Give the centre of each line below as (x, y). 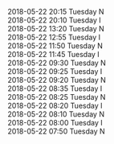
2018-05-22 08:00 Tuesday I (55, 123)
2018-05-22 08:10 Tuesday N (56, 114)
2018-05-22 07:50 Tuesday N (56, 131)
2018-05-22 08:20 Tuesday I (55, 105)
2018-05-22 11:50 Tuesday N (55, 46)
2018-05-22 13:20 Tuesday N (56, 29)
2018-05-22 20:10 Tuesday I (54, 20)
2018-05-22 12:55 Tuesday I (54, 37)
